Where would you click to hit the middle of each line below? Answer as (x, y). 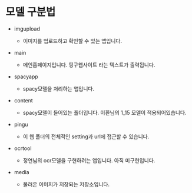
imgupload (27, 29)
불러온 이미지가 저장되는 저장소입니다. (66, 184)
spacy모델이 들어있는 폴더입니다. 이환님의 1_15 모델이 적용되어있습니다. (105, 112)
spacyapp (26, 76)
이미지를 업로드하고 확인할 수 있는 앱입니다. (72, 41)
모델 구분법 (31, 12)
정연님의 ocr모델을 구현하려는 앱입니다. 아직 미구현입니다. (89, 160)
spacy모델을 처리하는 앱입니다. (59, 88)
